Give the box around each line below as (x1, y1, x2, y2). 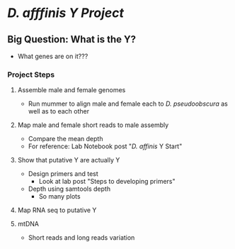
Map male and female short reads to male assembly (17, 121, 169, 129)
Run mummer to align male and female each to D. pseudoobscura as (28, 99, 228, 108)
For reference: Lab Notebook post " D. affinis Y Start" (28, 142, 183, 150)
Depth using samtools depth (28, 184, 111, 193)
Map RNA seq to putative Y (17, 206, 97, 214)
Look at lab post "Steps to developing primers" (38, 177, 176, 186)
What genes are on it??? (17, 52, 88, 60)
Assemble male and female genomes (17, 86, 126, 94)
